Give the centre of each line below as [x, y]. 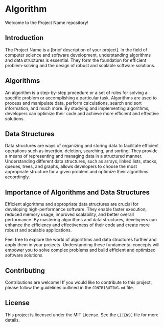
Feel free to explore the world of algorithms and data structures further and [81, 240]
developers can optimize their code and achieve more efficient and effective [82, 113]
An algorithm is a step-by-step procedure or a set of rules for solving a [76, 93]
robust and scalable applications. [38, 230]
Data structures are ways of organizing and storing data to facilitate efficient [82, 146]
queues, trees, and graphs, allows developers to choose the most [71, 166]
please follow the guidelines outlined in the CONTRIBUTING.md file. [70, 288]
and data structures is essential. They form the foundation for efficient [76, 60]
